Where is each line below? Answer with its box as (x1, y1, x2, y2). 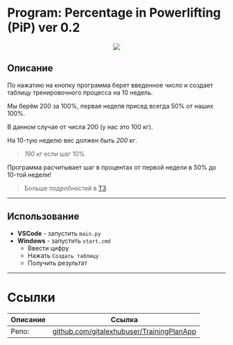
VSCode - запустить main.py (17, 229, 101, 237)
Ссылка (110, 314, 139, 324)
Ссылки (7, 289, 55, 305)
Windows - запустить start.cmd (17, 236, 111, 245)
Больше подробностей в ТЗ (24, 184, 107, 192)
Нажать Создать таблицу (27, 251, 99, 259)
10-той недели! (7, 170, 52, 179)
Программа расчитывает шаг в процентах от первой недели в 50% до (7, 163, 216, 171)
